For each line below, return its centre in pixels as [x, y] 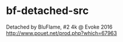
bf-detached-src [48, 11]
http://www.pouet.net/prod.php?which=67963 [61, 33]
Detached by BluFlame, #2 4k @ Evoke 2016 [59, 27]
